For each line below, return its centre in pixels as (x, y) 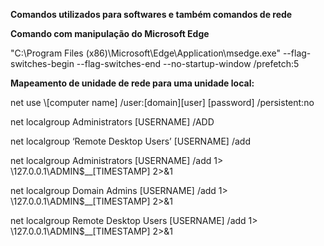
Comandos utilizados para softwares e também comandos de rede (151, 14)
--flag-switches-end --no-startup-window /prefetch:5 (188, 63)
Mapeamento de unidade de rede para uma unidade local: (132, 83)
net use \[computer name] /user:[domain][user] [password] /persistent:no (162, 102)
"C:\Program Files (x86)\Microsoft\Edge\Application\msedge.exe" (145, 53)
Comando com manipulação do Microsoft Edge (110, 33)
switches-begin (42, 63)
